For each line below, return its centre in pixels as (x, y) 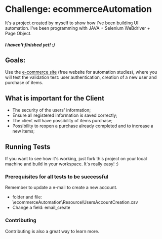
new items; (23, 131)
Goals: (15, 60)
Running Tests (28, 147)
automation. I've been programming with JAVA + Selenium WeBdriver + (78, 28)
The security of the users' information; (51, 110)
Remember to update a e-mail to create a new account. (61, 188)
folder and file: (27, 197)
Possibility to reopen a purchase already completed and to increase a (83, 126)
